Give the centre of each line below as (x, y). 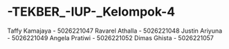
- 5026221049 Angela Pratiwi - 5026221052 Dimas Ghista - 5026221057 (111, 37)
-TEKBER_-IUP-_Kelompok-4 (91, 12)
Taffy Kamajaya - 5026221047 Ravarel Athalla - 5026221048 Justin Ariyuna (115, 31)
